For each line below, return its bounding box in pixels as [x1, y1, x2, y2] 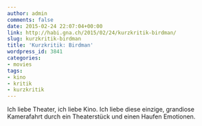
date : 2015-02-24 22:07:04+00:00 [7, 23, 103, 29]
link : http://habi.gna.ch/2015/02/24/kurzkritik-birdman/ [7, 29, 177, 36]
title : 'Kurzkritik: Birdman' [7, 42, 94, 49]
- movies [7, 61, 32, 68]
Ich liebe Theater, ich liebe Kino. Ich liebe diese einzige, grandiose [7, 105, 194, 114]
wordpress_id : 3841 [7, 49, 63, 55]
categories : [7, 55, 41, 62]
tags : [7, 67, 23, 74]
